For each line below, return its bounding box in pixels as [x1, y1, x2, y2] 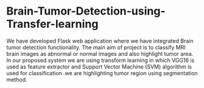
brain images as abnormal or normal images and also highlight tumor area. [6, 50, 194, 57]
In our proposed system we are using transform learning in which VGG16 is [6, 56, 195, 64]
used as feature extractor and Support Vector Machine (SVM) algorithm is [6, 63, 192, 70]
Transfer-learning [6, 17, 99, 31]
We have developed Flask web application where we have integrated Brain [6, 37, 194, 44]
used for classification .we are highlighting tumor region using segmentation [6, 69, 198, 76]
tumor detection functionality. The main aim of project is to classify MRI [6, 44, 186, 51]
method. [6, 76, 27, 83]
